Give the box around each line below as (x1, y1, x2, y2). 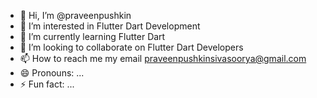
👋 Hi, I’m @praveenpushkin (19, 10, 132, 21)
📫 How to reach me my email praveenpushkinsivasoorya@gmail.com (19, 53, 307, 64)
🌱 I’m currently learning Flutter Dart (19, 31, 166, 42)
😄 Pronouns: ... (19, 67, 85, 79)
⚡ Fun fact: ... (19, 78, 75, 90)
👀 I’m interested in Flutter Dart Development (19, 20, 201, 32)
